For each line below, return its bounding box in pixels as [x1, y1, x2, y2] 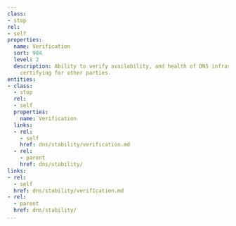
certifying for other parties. [20, 69, 112, 76]
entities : [7, 75, 37, 83]
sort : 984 [13, 50, 42, 57]
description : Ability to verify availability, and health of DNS [13, 63, 209, 70]
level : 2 [13, 56, 39, 63]
